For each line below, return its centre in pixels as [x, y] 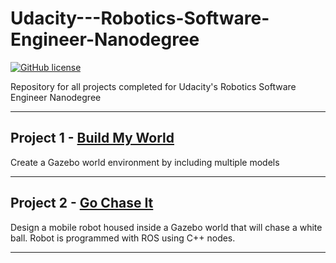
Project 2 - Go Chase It [82, 203]
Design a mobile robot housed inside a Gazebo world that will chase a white [166, 227]
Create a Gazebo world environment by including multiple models [145, 162]
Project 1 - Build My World [92, 138]
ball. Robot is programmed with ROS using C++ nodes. [123, 238]
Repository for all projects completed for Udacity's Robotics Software [153, 86]
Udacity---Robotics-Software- [140, 18]
